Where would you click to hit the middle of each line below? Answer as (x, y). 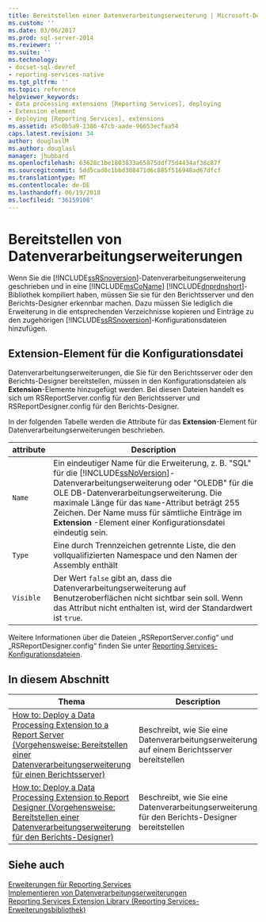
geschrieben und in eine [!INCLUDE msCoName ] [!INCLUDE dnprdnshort (125, 286)
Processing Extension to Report (70, 797)
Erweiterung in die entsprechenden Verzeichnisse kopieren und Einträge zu (131, 312)
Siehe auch (36, 865)
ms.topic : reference (42, 89)
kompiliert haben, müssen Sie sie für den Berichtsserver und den (148, 295)
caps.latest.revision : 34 (51, 133)
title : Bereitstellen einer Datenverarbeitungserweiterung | (111, 15)
